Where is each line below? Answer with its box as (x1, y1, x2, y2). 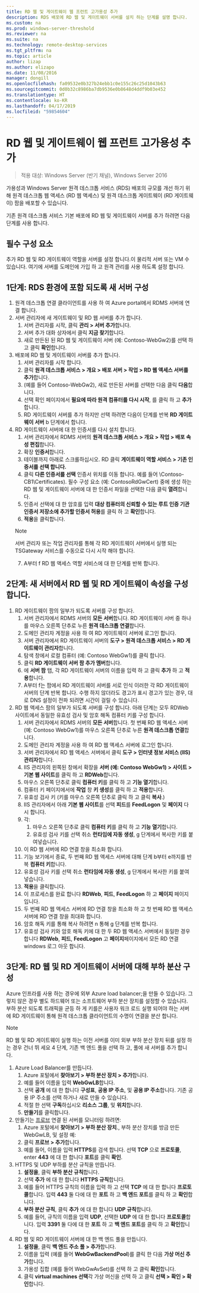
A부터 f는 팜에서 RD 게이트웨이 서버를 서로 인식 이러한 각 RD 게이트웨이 (23, 681, 189, 689)
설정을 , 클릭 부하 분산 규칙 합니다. (23, 1168, 100, 1176)
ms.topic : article (6, 53, 52, 59)
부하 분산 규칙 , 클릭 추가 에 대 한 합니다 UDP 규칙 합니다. (23, 1205, 153, 1212)
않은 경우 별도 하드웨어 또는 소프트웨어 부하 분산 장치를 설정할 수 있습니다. (17, 997, 188, 1004)
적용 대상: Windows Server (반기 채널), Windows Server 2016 (20, 172, 168, 179)
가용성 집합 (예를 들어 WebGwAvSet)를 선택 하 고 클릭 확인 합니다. (23, 1265, 176, 1272)
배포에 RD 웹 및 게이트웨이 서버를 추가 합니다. (14, 351, 121, 358)
